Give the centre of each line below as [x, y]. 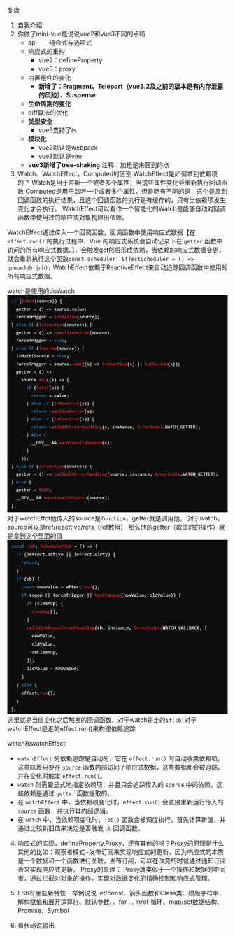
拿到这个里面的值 [38, 536]
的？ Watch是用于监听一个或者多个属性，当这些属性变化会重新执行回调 [119, 183]
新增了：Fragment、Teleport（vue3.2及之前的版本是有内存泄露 [131, 86]
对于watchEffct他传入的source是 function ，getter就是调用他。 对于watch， [115, 518]
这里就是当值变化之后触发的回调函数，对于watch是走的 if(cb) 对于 [102, 720]
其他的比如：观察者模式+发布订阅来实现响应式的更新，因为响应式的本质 [121, 852]
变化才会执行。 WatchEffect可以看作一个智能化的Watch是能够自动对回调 [121, 209]
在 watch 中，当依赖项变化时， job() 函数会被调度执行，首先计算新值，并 [121, 820]
